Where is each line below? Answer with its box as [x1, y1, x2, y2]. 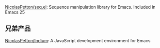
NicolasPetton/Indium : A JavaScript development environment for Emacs [5, 37, 151, 43]
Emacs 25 [5, 9, 25, 15]
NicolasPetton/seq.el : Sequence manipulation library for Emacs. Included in [5, 4, 156, 10]
